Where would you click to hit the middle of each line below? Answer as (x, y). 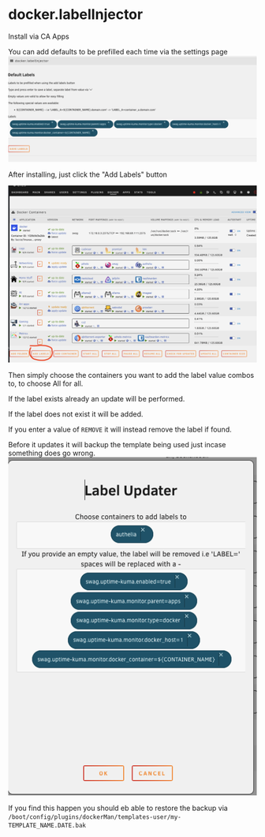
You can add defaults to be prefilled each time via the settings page (118, 51)
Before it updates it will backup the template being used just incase (117, 445)
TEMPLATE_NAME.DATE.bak (47, 826)
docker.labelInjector (76, 15)
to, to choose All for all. (46, 383)
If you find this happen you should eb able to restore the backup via (118, 808)
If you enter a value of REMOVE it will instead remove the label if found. (120, 430)
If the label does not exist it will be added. (76, 414)
